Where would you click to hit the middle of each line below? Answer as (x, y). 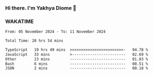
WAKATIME (19, 21)
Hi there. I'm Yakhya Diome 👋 (41, 8)
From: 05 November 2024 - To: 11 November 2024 (56, 32)
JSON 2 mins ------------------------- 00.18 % (77, 68)
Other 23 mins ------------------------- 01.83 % (77, 59)
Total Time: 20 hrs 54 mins (34, 41)
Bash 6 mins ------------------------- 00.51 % (77, 64)
